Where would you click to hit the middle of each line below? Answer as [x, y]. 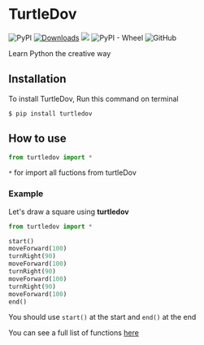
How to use [37, 139]
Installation [37, 79]
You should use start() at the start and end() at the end [102, 317]
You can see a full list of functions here [74, 333]
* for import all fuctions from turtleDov [72, 172]
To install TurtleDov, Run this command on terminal [93, 98]
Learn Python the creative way [60, 53]
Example [26, 194]
